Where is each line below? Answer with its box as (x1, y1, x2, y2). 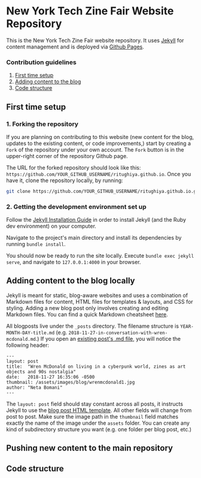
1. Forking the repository (6, 120, 79, 128)
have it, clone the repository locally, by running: (6, 177, 124, 184)
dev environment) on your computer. (6, 223, 97, 230)
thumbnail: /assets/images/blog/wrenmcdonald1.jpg (6, 379, 135, 385)
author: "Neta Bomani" (6, 385, 63, 391)
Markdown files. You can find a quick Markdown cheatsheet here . (6, 310, 169, 318)
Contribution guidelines (6, 58, 77, 66)
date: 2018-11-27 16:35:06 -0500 (6, 374, 95, 380)
